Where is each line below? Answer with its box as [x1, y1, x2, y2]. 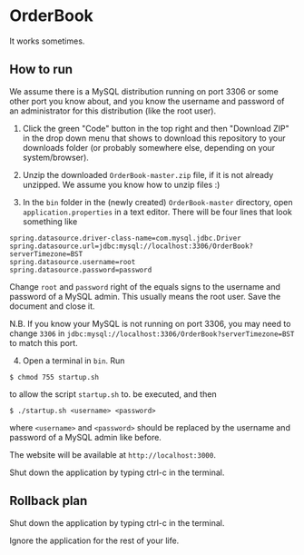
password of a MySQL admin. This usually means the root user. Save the [9, 291, 281, 302]
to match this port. [9, 337, 79, 348]
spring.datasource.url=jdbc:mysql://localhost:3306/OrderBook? [9, 242, 254, 251]
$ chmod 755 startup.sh [9, 372, 100, 382]
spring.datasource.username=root [9, 257, 136, 266]
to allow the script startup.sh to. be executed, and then [9, 388, 217, 400]
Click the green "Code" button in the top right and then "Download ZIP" [22, 123, 289, 134]
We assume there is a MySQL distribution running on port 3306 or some [9, 85, 279, 96]
